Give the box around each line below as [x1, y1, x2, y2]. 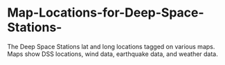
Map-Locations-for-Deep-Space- [7, 5, 204, 21]
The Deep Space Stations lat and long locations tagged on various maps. [7, 42, 215, 50]
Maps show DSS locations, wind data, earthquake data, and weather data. [7, 50, 218, 58]
